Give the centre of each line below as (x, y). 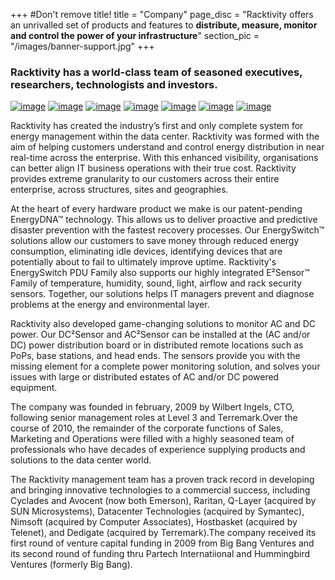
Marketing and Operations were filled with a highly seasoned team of (152, 439)
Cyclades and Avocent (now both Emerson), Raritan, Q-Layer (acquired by (163, 501)
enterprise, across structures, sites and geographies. (119, 190)
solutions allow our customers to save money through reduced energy (155, 241)
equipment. (34, 388)
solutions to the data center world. (81, 460)
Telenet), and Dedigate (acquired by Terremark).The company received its (163, 533)
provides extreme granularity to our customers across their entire (145, 179)
